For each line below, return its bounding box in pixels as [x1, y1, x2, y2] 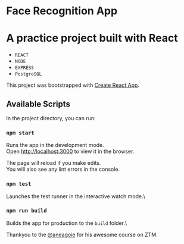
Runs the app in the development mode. [6, 142, 104, 149]
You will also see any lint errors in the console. [6, 165, 120, 173]
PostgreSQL [14, 71, 42, 77]
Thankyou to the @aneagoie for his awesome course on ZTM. [6, 231, 158, 238]
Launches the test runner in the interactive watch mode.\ [6, 192, 146, 200]
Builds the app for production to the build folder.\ [6, 219, 127, 227]
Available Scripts [6, 99, 70, 109]
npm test [6, 180, 32, 187]
